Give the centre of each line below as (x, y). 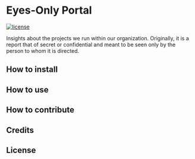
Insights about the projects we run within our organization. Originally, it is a (97, 38)
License (21, 150)
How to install (32, 70)
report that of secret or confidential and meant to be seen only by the (91, 44)
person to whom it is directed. (43, 50)
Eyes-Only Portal (49, 10)
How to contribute (40, 110)
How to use (27, 90)
